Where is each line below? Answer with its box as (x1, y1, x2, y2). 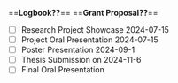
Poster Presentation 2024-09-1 (20, 44, 135, 56)
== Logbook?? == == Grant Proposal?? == (8, 8, 159, 18)
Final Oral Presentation (20, 64, 105, 75)
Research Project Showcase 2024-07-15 (20, 25, 170, 34)
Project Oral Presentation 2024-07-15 (20, 34, 159, 45)
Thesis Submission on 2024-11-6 (20, 55, 142, 65)
